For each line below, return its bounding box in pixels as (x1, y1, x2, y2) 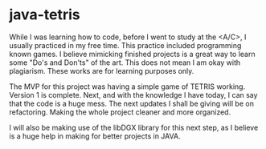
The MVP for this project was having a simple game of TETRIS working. (9, 82, 246, 91)
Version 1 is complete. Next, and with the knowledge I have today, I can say (9, 90, 258, 99)
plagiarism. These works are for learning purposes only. (9, 66, 194, 75)
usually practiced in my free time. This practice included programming (9, 40, 242, 50)
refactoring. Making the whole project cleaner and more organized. (9, 107, 231, 117)
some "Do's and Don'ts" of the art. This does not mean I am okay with (9, 58, 241, 67)
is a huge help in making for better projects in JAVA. (9, 131, 181, 141)
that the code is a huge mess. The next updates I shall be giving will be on (9, 99, 254, 108)
